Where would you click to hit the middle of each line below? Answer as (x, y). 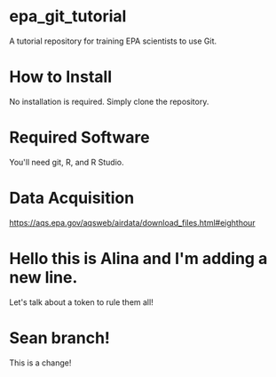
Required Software (79, 137)
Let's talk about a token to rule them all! (81, 302)
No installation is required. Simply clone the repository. (109, 101)
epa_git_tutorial (68, 16)
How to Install (61, 77)
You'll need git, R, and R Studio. (67, 162)
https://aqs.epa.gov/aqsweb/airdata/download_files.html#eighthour (132, 222)
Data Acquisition (72, 198)
